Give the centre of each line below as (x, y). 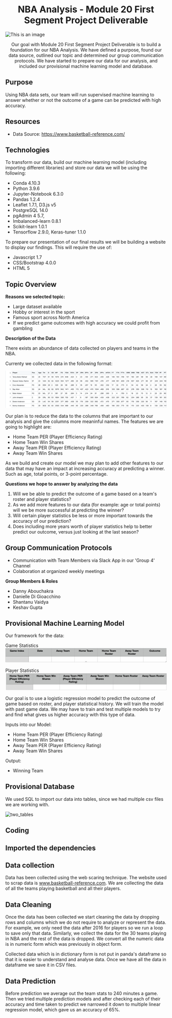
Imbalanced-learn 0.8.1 (37, 221)
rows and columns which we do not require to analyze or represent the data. (86, 922)
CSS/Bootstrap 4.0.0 (34, 263)
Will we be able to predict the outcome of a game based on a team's (85, 494)
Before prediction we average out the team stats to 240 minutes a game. (82, 993)
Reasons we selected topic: (35, 297)
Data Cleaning (28, 905)
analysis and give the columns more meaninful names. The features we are (84, 421)
